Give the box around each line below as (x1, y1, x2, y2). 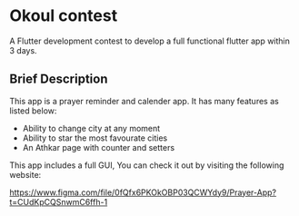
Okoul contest (9, 5, 118, 26)
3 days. (9, 44, 38, 55)
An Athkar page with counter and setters (22, 142, 175, 152)
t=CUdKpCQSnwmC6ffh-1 (9, 196, 108, 207)
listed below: (9, 105, 57, 116)
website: (9, 169, 42, 180)
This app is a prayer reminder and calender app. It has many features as (9, 95, 279, 106)
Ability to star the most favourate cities (22, 133, 168, 143)
